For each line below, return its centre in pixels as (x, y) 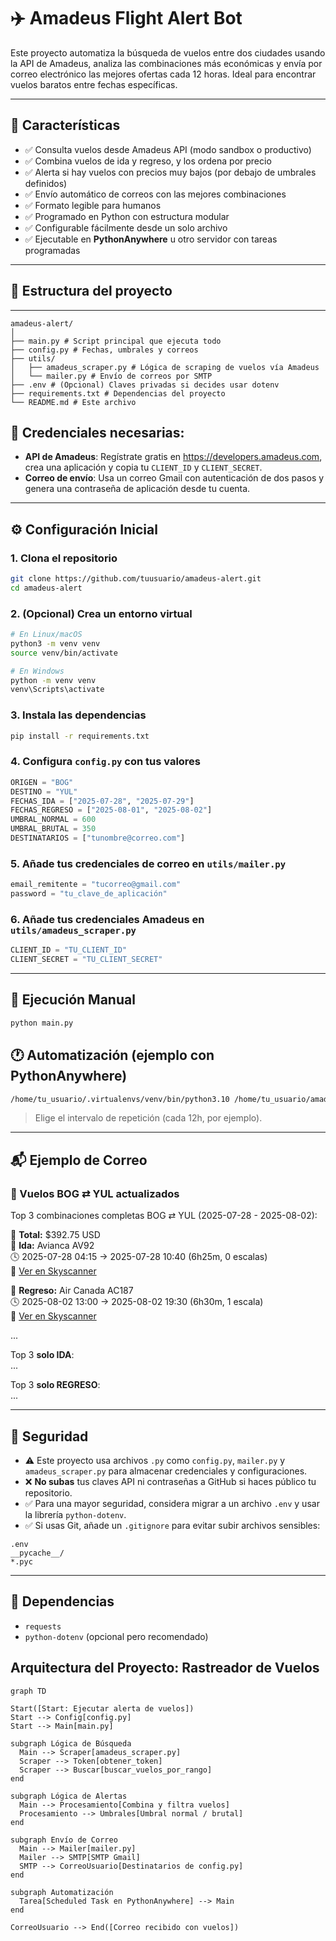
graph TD (28, 1691)
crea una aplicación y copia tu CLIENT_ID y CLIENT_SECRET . (143, 467)
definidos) (46, 183)
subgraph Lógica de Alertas (69, 1796)
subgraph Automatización (62, 1892)
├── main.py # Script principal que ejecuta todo (116, 341)
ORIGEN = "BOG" (42, 782)
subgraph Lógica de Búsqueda (71, 1743)
